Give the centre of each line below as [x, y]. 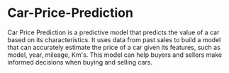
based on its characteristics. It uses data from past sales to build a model [114, 39]
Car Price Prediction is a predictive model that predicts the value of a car [113, 32]
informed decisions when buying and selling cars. [80, 62]
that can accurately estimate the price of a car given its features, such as [114, 47]
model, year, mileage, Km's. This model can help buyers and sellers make [114, 55]
